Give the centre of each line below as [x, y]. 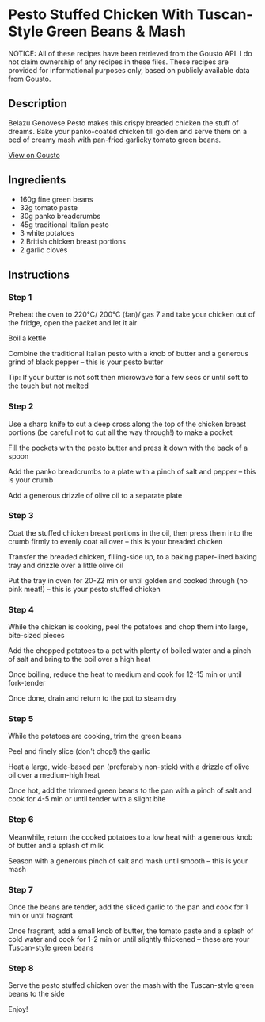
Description [38, 104]
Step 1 [20, 297]
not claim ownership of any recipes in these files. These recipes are [119, 62]
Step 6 [21, 820]
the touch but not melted [49, 386]
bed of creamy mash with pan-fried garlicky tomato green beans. [115, 140]
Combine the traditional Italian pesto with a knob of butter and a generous [129, 354]
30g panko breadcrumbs [60, 216]
